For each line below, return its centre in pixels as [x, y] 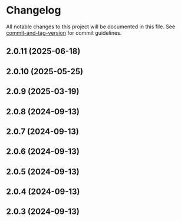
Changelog [34, 10]
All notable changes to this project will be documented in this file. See [91, 27]
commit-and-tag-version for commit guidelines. [64, 32]
